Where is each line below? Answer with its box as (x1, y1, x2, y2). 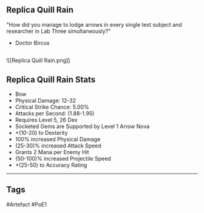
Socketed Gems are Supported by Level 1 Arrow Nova (15, 123, 150, 130)
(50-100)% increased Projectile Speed (15, 155, 111, 163)
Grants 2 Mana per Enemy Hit (15, 149, 89, 156)
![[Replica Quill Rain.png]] (6, 57, 70, 64)
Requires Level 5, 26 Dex (15, 117, 78, 124)
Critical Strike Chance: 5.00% (15, 103, 89, 111)
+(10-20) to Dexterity (15, 129, 68, 137)
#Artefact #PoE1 (6, 200, 47, 208)
